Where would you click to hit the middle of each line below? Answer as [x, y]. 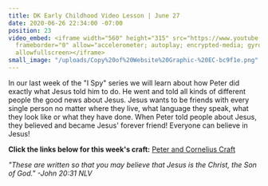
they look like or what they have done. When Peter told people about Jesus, [132, 117]
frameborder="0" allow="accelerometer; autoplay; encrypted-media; [130, 46]
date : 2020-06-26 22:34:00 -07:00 [66, 23]
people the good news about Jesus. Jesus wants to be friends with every [129, 100]
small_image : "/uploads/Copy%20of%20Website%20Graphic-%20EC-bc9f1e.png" [134, 61]
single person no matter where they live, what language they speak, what [128, 108]
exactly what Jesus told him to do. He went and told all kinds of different [127, 91]
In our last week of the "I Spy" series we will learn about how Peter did [124, 83]
